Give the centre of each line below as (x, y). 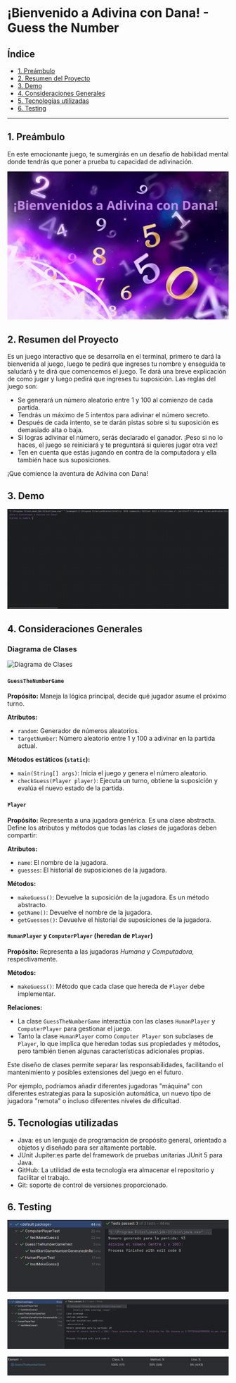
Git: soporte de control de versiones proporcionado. (93, 1185)
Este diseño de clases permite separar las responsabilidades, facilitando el (115, 1064)
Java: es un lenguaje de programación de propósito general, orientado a (122, 1140)
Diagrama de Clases (42, 649)
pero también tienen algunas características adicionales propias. (111, 1051)
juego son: (22, 386)
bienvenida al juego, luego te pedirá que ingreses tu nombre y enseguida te (117, 364)
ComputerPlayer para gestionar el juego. (74, 1028)
